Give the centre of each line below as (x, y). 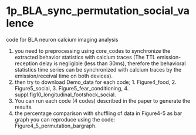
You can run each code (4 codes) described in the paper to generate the (102, 100)
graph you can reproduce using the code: (65, 119)
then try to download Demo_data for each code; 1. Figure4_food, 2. (96, 82)
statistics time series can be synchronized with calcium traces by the (98, 69)
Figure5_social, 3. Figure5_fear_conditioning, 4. (72, 88)
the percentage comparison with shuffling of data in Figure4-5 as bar (98, 113)
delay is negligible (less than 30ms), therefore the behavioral (112, 63)
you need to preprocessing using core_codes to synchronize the (92, 50)
